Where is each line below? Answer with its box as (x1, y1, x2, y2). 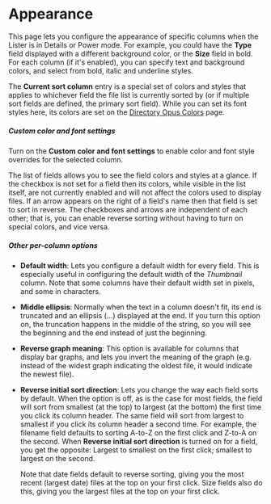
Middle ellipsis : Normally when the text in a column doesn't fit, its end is (19, 302, 262, 312)
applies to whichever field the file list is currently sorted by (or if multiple (8, 90, 250, 99)
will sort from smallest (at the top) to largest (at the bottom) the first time (19, 401, 262, 412)
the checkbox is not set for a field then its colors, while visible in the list (8, 178, 247, 188)
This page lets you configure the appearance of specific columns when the (8, 31, 259, 41)
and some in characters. (19, 286, 101, 296)
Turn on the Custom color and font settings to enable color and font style (8, 146, 255, 156)
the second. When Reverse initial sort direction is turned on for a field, (19, 436, 258, 446)
